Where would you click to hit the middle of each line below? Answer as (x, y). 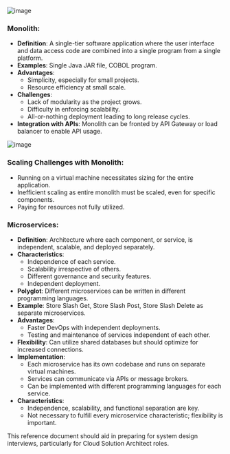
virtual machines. (52, 371)
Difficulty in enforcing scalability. (73, 110)
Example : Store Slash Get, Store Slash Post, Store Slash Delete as (110, 305)
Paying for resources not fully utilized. (71, 207)
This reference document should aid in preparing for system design (102, 436)
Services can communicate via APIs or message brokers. (108, 378)
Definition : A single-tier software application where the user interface (116, 43)
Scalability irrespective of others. (74, 269)
